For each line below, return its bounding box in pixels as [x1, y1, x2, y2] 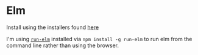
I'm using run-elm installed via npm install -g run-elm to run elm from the [6, 35, 193, 42]
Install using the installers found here [6, 24, 99, 31]
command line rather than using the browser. [6, 42, 119, 49]
